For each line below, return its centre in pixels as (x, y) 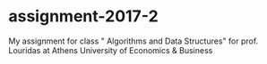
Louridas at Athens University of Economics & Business (111, 50)
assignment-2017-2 (83, 16)
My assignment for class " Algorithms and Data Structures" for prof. (133, 41)
